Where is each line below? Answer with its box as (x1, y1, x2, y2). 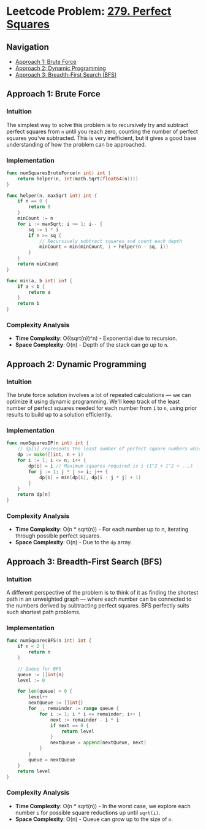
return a (28, 289, 51, 295)
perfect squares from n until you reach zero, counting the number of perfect (6, 128, 198, 135)
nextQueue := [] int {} (28, 700, 84, 706)
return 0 (28, 204, 51, 210)
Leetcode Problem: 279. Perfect (6, 4, 172, 18)
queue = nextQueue (28, 757, 75, 763)
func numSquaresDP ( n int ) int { (6, 440, 89, 446)
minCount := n (17, 215, 53, 222)
